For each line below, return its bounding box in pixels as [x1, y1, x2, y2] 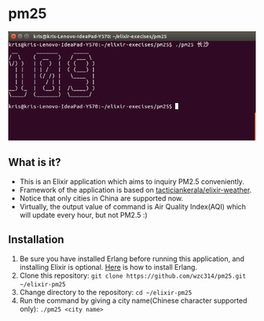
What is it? [8, 156, 61, 169]
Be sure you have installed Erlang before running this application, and [19, 253, 245, 264]
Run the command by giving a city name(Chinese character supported [19, 296, 247, 305]
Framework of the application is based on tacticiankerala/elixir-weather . [19, 185, 252, 194]
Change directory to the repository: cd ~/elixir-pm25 [19, 287, 192, 297]
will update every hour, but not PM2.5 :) [19, 210, 148, 220]
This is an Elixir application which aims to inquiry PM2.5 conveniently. [19, 176, 245, 186]
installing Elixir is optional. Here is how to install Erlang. [19, 262, 198, 271]
